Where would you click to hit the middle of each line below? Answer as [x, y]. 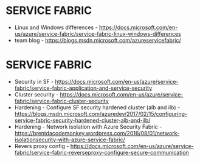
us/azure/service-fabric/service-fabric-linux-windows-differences [98, 33]
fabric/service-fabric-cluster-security [61, 101]
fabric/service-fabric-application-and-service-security [83, 88]
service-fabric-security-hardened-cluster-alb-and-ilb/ [82, 120]
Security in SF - [34, 81]
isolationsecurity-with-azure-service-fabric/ [70, 140]
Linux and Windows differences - [56, 27]
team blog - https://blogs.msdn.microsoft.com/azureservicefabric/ [98, 40]
